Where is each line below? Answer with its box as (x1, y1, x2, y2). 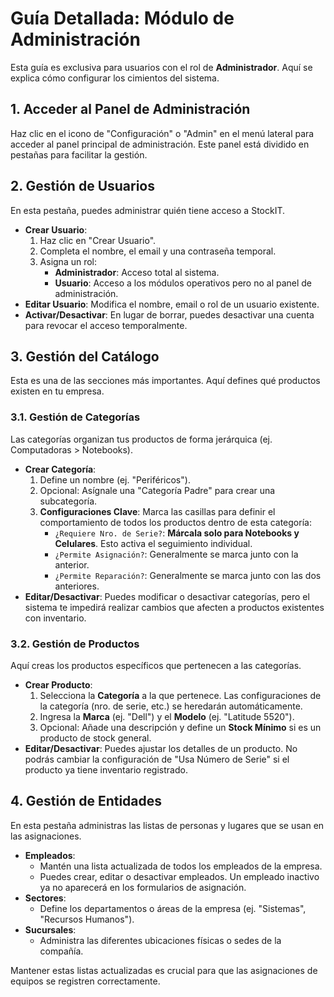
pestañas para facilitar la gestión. (10, 148, 148, 161)
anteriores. (54, 580, 100, 592)
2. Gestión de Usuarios (10, 178, 155, 195)
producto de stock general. (39, 732, 152, 744)
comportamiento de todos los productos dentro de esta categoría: (39, 516, 312, 528)
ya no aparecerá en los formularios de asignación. (39, 881, 247, 893)
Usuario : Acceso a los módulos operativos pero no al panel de (54, 277, 313, 289)
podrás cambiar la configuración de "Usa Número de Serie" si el (24, 753, 290, 765)
